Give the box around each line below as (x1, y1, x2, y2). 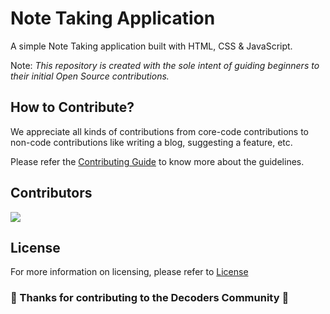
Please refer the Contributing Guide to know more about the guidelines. (10, 155, 305, 167)
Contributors (10, 185, 93, 202)
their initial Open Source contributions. (10, 70, 170, 82)
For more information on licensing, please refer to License (10, 266, 249, 278)
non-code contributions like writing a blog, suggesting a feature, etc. (10, 136, 293, 148)
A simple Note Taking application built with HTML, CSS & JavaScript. (10, 40, 293, 52)
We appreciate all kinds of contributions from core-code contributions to (10, 125, 309, 137)
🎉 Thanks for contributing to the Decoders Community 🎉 (10, 291, 290, 305)
